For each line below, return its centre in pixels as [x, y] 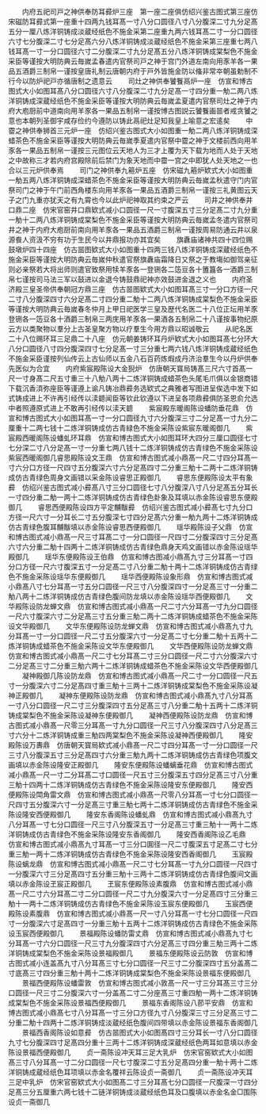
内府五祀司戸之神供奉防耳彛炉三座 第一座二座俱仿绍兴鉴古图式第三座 [136, 11]
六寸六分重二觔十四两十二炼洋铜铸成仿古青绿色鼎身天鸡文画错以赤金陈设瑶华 [133, 547]
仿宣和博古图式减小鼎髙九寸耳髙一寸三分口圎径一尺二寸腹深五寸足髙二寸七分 [133, 844]
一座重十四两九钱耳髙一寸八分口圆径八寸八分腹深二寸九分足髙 [157, 21]
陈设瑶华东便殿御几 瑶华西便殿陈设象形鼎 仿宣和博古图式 [144, 576]
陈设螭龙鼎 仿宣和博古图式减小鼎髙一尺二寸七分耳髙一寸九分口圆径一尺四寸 [133, 864]
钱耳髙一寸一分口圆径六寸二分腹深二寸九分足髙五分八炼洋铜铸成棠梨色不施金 [133, 51]
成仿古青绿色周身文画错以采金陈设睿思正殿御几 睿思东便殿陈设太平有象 [131, 477]
